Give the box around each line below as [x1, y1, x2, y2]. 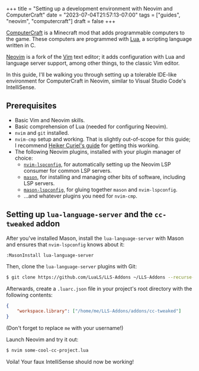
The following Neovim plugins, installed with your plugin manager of [14, 148, 181, 155]
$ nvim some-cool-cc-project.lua [6, 347, 89, 354]
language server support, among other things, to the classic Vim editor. [6, 59, 180, 66]
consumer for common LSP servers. [23, 167, 112, 174]
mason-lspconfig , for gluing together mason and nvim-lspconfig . [23, 186, 178, 193]
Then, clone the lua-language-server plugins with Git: [6, 262, 137, 269]
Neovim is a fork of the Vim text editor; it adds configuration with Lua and [6, 53, 185, 60]
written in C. [6, 42, 36, 49]
